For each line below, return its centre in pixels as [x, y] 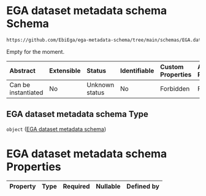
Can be [20, 85]
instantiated [26, 92]
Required [76, 186]
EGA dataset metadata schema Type [78, 114]
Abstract [22, 70]
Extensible [65, 70]
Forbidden [175, 88]
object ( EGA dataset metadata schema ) [56, 129]
